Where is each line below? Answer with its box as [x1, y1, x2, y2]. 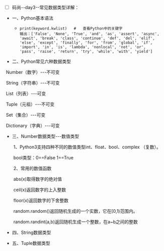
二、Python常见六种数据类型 [12, 58, 71, 64]
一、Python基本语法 [12, 15, 54, 21]
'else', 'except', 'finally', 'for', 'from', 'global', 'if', [19, 40, 153, 45]
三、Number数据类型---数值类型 [12, 133, 79, 139]
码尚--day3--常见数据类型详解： [12, 5, 79, 10]
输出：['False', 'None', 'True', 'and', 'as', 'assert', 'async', [19, 32, 159, 37]
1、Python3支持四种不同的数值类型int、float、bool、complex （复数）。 [13, 144, 161, 150]
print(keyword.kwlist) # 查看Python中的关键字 [19, 26, 123, 31]
